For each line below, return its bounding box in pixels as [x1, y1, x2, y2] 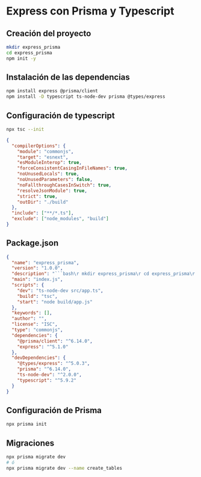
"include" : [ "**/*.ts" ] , [11, 210, 74, 216]
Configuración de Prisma [6, 405, 102, 415]
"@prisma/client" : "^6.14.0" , [17, 338, 93, 344]
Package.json [6, 238, 59, 248]
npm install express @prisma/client [6, 88, 98, 94]
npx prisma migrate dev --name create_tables [6, 465, 122, 471]
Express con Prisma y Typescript [6, 4, 175, 18]
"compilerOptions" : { [11, 143, 66, 149]
